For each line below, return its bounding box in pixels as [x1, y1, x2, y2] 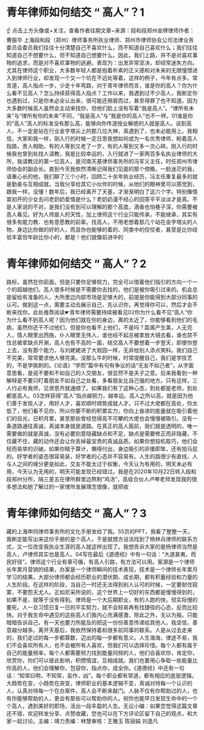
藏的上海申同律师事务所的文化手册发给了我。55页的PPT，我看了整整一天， [6, 527, 193, 535]
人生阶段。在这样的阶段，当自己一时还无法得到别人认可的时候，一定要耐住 [6, 581, 192, 588]
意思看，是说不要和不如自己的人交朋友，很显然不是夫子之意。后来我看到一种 [6, 369, 198, 376]
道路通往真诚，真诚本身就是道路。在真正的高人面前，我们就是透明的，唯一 [11, 422, 198, 430]
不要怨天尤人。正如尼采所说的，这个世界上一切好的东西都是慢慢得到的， [16, 588, 198, 595]
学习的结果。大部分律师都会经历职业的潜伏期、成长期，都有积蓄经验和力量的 [6, 573, 198, 580]
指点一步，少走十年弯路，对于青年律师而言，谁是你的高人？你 [32, 81, 187, 89]
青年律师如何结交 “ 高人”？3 [6, 507, 147, 521]
